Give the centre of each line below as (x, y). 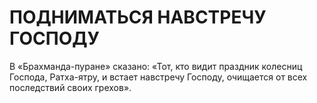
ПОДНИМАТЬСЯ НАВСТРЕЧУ (138, 17)
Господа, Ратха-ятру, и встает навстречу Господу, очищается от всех (158, 77)
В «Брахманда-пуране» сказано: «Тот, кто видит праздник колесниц (156, 66)
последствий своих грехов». (70, 87)
